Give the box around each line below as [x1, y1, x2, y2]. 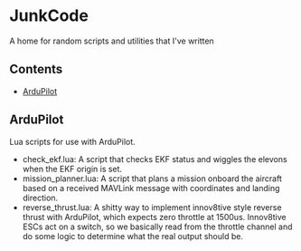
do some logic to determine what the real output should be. [22, 230, 244, 241]
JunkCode [9, 5, 89, 26]
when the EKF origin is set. [22, 163, 123, 174]
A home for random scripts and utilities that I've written [9, 35, 214, 46]
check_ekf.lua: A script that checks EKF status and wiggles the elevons [22, 153, 287, 164]
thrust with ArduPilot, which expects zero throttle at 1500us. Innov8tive [22, 211, 287, 222]
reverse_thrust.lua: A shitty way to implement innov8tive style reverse [22, 201, 282, 213]
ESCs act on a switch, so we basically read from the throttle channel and [22, 221, 293, 232]
